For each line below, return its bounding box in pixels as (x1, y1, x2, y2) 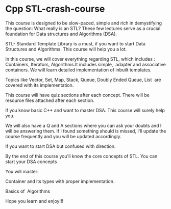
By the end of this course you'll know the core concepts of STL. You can (5, 153, 158, 159)
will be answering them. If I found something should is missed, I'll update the (5, 128, 166, 134)
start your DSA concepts (5, 159, 57, 165)
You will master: (5, 168, 39, 174)
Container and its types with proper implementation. (5, 178, 115, 184)
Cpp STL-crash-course (5, 3, 105, 15)
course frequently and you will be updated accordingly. (5, 133, 121, 139)
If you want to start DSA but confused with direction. (5, 143, 116, 149)
